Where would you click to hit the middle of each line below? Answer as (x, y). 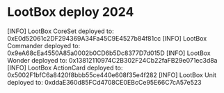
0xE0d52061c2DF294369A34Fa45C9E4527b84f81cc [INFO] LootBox (107, 38)
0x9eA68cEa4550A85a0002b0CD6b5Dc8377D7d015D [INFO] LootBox (109, 53)
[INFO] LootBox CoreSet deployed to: (61, 31)
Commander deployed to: (44, 45)
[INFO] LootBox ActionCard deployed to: (65, 68)
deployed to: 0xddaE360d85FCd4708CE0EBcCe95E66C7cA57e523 (104, 82)
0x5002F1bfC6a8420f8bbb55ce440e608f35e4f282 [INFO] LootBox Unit (112, 75)
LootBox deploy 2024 (71, 12)
